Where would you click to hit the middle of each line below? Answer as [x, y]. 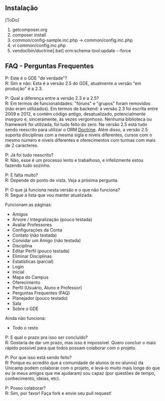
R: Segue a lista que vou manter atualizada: [49, 195]
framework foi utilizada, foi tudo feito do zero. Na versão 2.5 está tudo [76, 124]
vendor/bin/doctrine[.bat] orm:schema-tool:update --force [72, 50]
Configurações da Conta [37, 230]
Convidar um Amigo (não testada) [47, 240]
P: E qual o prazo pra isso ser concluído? [46, 337]
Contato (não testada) [34, 235]
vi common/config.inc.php [39, 45]
